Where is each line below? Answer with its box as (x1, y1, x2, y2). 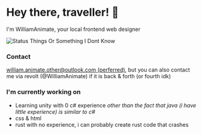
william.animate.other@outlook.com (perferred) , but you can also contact (6, 66, 190, 73)
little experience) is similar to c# (15, 108, 96, 115)
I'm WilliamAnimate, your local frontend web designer (6, 25, 141, 33)
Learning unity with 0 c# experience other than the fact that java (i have (15, 101, 197, 109)
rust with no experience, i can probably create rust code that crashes (15, 121, 189, 128)
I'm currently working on (6, 88, 81, 96)
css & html (15, 115, 41, 122)
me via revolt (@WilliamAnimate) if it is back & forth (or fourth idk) (6, 73, 172, 80)
